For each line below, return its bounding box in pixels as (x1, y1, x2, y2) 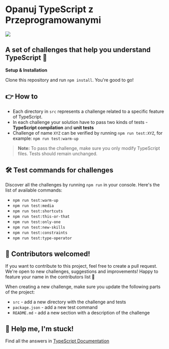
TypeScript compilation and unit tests (12, 124, 94, 131)
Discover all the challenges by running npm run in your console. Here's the (5, 182, 160, 188)
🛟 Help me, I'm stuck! (5, 324, 74, 333)
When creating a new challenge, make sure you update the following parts (5, 283, 161, 290)
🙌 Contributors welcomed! (5, 249, 90, 258)
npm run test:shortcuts (12, 209, 63, 214)
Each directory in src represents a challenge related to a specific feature (12, 108, 164, 114)
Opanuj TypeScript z (5, 4, 94, 15)
